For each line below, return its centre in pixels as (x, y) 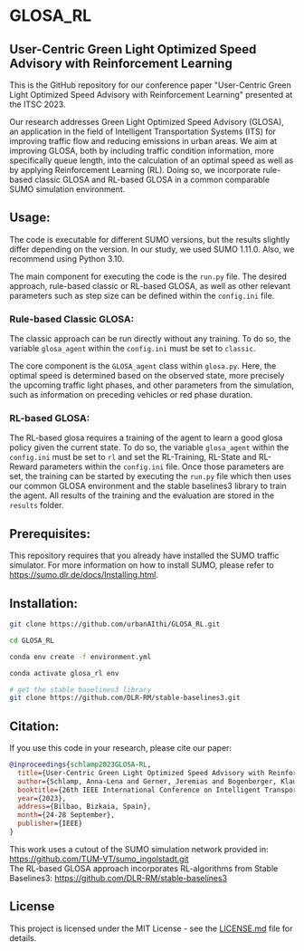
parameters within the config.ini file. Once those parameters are (162, 466)
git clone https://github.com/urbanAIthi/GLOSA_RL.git (115, 624)
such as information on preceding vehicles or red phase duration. (131, 395)
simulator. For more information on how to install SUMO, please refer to (142, 565)
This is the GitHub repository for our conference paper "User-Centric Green (151, 85)
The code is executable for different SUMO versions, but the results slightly (150, 239)
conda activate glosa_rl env (64, 673)
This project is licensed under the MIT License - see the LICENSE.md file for (151, 928)
